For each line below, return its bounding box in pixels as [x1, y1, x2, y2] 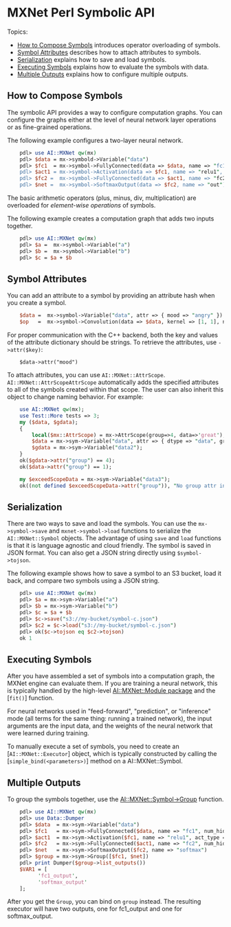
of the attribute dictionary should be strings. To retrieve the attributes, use [7, 338, 217, 346]
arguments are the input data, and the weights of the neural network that [7, 722, 213, 730]
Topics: [7, 27, 28, 36]
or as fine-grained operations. [7, 122, 92, 131]
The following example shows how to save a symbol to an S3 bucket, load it [7, 569, 221, 578]
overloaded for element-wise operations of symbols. [7, 201, 156, 209]
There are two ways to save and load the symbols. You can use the [7, 520, 197, 528]
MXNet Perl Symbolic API [7, 5, 155, 21]
